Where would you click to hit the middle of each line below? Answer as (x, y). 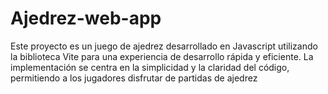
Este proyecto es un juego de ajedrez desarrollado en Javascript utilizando (164, 46)
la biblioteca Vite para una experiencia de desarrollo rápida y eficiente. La (162, 56)
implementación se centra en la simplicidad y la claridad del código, (150, 67)
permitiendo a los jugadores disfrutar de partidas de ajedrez (134, 78)
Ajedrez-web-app (86, 18)
